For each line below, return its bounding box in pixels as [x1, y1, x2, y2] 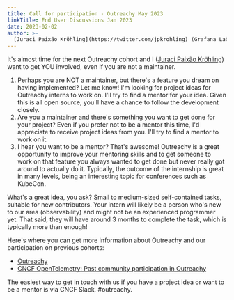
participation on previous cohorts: [7, 244, 104, 252]
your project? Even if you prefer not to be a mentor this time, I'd [17, 120, 200, 129]
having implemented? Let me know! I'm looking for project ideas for [17, 84, 211, 92]
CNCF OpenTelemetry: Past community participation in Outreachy [17, 265, 207, 273]
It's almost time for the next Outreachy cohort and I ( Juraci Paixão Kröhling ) [7, 55, 224, 63]
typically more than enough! [7, 223, 88, 231]
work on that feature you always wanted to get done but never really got [17, 157, 225, 166]
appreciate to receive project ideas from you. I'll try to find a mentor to [17, 128, 219, 136]
